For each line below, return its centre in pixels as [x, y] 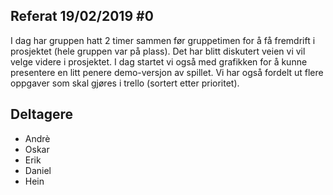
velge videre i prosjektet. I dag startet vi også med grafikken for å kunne [159, 61]
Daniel [38, 170]
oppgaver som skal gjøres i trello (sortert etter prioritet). [125, 83]
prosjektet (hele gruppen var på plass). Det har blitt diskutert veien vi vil [158, 51]
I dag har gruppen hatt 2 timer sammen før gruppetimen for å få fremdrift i [163, 40]
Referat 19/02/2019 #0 [82, 16]
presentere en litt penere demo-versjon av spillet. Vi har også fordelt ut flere [167, 72]
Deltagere [41, 114]
